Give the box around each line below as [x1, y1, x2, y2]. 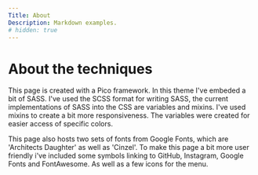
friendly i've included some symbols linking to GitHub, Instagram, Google [8, 151, 245, 161]
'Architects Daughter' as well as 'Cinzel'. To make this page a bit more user [8, 143, 249, 152]
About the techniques [8, 60, 153, 78]
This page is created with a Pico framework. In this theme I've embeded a [8, 86, 246, 95]
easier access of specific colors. [8, 119, 114, 129]
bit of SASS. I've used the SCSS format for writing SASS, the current [8, 94, 229, 104]
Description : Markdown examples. [8, 19, 118, 27]
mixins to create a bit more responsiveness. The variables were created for [8, 111, 250, 120]
